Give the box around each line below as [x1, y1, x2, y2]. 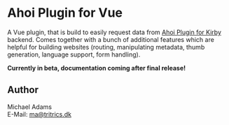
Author [7, 84, 39, 96]
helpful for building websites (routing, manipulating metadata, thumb [7, 43, 205, 51]
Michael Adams [7, 103, 53, 111]
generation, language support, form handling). [7, 50, 141, 59]
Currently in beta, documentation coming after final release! [7, 64, 186, 72]
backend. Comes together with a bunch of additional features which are [7, 35, 215, 43]
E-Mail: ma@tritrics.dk [7, 110, 72, 118]
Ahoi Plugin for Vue [7, 5, 123, 21]
